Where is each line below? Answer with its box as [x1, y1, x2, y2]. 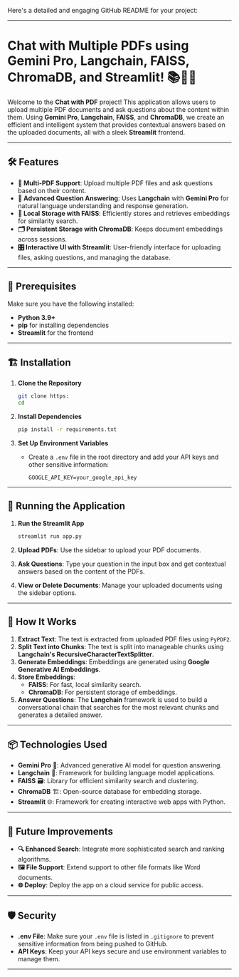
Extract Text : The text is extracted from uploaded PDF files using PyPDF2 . [17, 634, 232, 643]
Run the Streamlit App [17, 519, 85, 527]
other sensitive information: [28, 460, 109, 469]
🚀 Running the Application [7, 500, 126, 512]
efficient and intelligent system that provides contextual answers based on [7, 120, 225, 129]
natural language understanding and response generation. [17, 201, 188, 210]
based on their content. [17, 186, 87, 195]
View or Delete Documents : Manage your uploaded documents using [17, 581, 223, 589]
